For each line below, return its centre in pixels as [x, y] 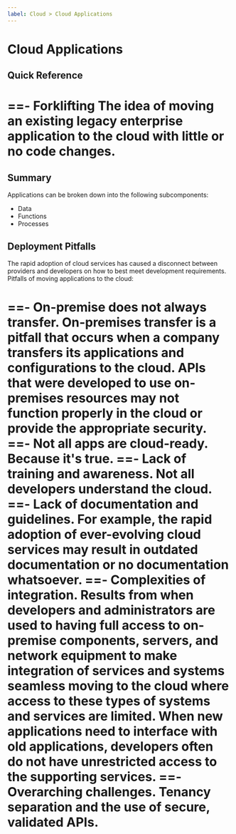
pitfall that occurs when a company [114, 338]
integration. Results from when [101, 595]
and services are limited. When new [115, 716]
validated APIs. [53, 822]
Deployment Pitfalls [52, 246]
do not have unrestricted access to [112, 762]
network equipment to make [92, 656]
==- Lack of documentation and [103, 504]
